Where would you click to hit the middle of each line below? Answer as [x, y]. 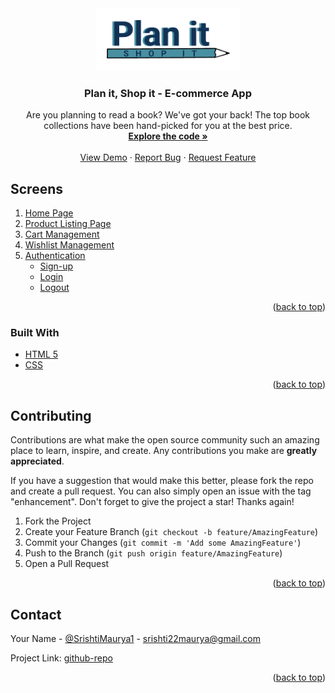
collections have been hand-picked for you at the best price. [168, 126]
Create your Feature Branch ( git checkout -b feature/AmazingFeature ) [171, 532]
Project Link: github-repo [61, 658]
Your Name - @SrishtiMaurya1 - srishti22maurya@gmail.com [135, 639]
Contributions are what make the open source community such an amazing [165, 440]
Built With [35, 333]
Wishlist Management [69, 245]
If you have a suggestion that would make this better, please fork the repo [162, 481]
